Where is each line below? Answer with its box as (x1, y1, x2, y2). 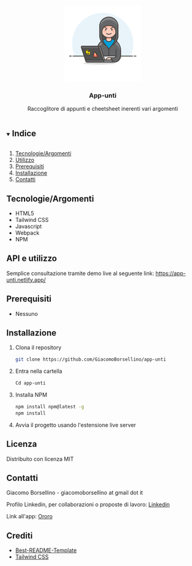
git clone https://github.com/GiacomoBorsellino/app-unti (15, 356, 166, 362)
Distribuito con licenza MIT (6, 455, 75, 463)
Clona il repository (15, 344, 62, 351)
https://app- (155, 270, 186, 277)
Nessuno (15, 310, 39, 317)
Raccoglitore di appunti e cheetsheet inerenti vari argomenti (27, 105, 179, 112)
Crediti (6, 531, 33, 541)
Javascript (15, 222, 42, 230)
